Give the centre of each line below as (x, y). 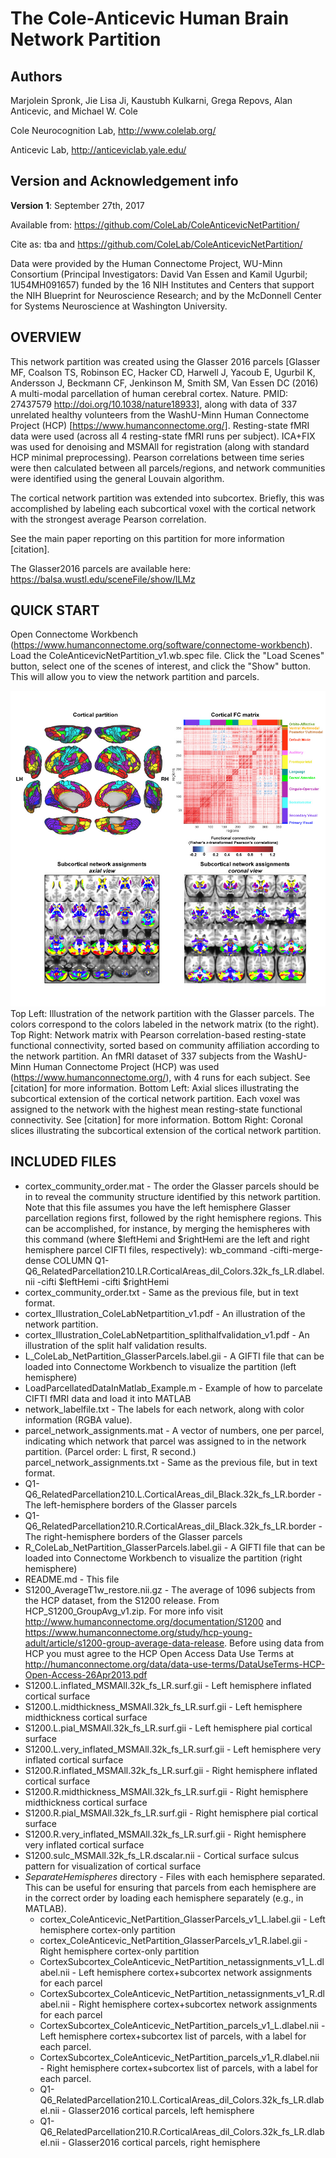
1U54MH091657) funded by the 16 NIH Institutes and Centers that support (162, 284)
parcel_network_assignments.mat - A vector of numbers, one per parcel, (174, 1430)
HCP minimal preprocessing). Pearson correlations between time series (157, 457)
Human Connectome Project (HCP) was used (126, 1066)
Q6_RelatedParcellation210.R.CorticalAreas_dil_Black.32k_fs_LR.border (170, 1526)
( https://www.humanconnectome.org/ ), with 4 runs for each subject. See (160, 1077)
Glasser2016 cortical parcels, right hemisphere (164, 2142)
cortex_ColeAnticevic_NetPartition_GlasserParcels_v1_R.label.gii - (173, 1940)
